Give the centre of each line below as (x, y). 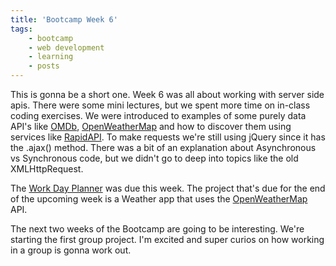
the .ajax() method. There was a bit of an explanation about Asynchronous (163, 147)
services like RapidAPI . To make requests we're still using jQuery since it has (168, 137)
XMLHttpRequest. (47, 169)
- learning (51, 57)
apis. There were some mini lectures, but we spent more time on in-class (160, 105)
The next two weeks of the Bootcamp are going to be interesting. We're (157, 229)
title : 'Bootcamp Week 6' (64, 19)
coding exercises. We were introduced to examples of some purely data (158, 115)
